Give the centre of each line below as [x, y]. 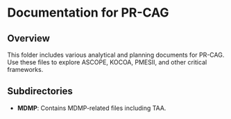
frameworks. [25, 70]
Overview [29, 38]
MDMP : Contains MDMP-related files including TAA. [92, 108]
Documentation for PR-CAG [88, 13]
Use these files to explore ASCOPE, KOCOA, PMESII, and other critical [107, 62]
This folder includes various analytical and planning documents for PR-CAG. [116, 55]
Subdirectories [40, 91]
